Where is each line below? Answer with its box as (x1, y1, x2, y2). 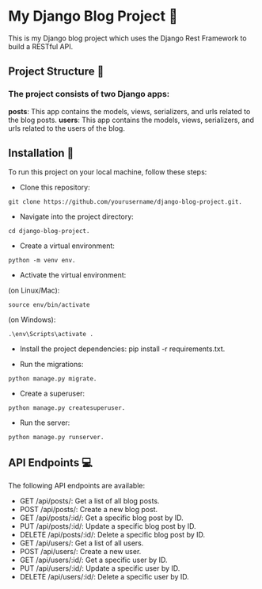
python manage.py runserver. (8, 434, 104, 442)
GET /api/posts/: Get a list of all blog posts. (19, 496, 160, 506)
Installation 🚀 (8, 147, 74, 160)
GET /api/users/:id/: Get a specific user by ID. (19, 555, 168, 565)
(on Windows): (8, 315, 56, 324)
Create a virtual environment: (19, 241, 115, 251)
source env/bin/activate (8, 301, 90, 309)
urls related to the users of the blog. (8, 123, 125, 133)
